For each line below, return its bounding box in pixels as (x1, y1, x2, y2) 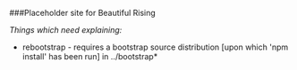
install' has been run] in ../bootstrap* (21, 51, 158, 61)
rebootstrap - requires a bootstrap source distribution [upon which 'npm (21, 42, 289, 52)
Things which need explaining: (9, 25, 123, 35)
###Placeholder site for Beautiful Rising (9, 8, 157, 18)
